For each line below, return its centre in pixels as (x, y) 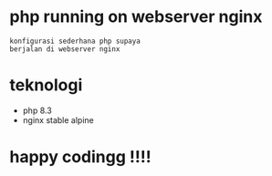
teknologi (46, 85)
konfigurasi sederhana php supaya (75, 41)
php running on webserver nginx (136, 17)
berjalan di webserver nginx (65, 49)
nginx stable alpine (58, 119)
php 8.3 (37, 110)
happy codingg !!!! (81, 157)
